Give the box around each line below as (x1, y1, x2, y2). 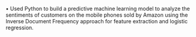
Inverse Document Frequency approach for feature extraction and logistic (5, 18, 188, 24)
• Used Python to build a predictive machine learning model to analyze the (5, 5, 191, 12)
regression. (5, 24, 34, 31)
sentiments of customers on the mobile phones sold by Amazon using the (5, 11, 188, 18)
